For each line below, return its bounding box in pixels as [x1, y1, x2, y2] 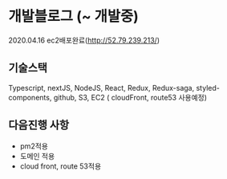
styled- [196, 83, 221, 92]
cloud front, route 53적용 [19, 161, 102, 171]
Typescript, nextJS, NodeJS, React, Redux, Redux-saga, [8, 83, 195, 92]
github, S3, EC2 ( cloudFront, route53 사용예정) [53, 92, 207, 102]
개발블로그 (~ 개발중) [8, 7, 139, 26]
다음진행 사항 [8, 118, 70, 132]
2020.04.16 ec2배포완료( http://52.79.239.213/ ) [8, 35, 160, 45]
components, [8, 92, 52, 102]
